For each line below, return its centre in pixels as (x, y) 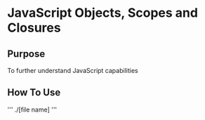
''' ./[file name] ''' (32, 109)
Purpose (26, 54)
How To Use (34, 93)
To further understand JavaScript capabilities (73, 71)
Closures (34, 28)
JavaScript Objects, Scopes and (103, 13)
